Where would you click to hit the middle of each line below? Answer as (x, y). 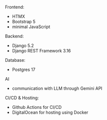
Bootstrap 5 (24, 22)
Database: (15, 60)
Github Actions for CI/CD (37, 107)
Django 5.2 (23, 45)
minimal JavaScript (31, 27)
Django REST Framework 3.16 (41, 51)
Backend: (15, 36)
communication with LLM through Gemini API (57, 88)
